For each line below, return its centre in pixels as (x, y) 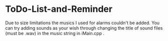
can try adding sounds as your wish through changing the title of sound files (84, 28)
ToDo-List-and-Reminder (59, 9)
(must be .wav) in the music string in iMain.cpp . (55, 33)
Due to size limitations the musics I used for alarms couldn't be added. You (82, 23)
